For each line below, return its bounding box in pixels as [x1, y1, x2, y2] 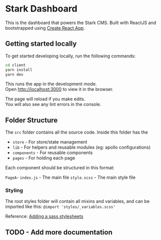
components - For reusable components [12, 150, 93, 156]
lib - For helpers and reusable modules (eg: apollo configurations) [12, 144, 151, 151]
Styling [5, 187, 24, 194]
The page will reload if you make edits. [5, 96, 86, 102]
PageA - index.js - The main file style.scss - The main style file [5, 174, 136, 181]
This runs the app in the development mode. [5, 81, 97, 87]
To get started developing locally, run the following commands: [5, 53, 136, 59]
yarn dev [5, 72, 24, 77]
